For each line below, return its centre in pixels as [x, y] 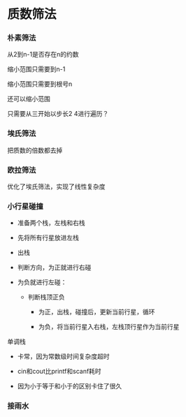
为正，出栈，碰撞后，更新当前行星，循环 [96, 312]
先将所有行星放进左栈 [48, 237]
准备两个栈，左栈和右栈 [51, 223]
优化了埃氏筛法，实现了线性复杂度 [56, 186]
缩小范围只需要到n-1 [36, 69]
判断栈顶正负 [46, 297]
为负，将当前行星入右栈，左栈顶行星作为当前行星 [109, 327]
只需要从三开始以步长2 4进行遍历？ [58, 114]
